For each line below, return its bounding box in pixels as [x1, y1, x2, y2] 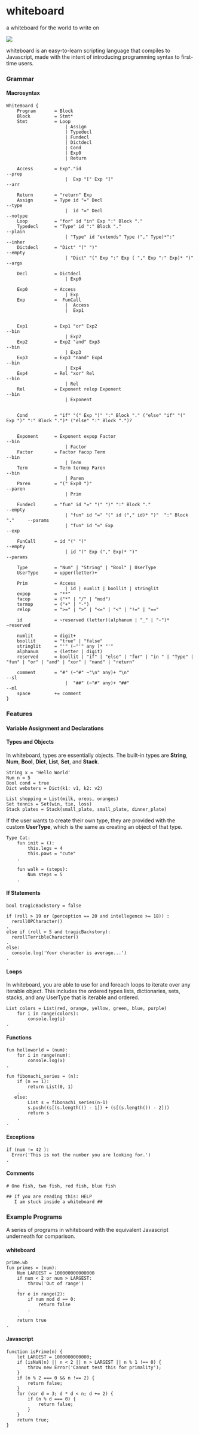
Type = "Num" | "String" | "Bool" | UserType [17, 565, 157, 571]
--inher [6, 239, 26, 245]
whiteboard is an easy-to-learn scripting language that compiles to [6, 47, 170, 54]
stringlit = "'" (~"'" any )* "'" [17, 644, 114, 650]
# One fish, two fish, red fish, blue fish [6, 1183, 117, 1189]
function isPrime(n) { [6, 1348, 63, 1355]
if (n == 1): [17, 1078, 50, 1085]
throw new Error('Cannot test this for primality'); [27, 1364, 162, 1370]
